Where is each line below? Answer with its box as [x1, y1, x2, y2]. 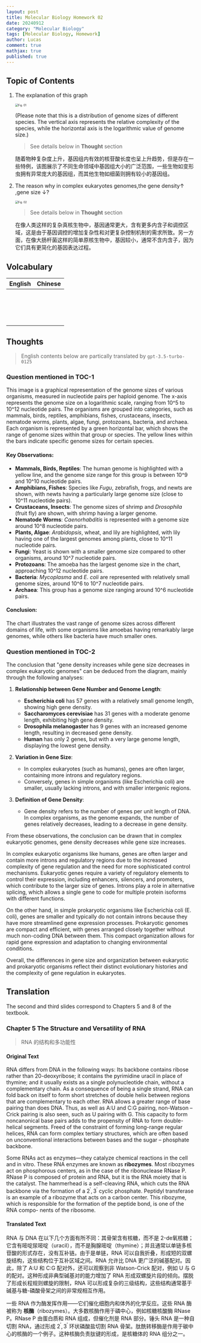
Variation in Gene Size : [14, 754, 73, 761]
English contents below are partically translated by [20, 352, 146, 360]
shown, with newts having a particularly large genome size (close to [14, 490, 183, 497]
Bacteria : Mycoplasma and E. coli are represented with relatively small [14, 573, 190, 580]
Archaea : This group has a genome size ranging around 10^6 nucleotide [14, 586, 194, 593]
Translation [6, 987, 50, 997]
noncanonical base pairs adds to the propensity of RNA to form [6, 1117, 163, 1125]
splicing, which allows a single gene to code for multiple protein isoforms [6, 888, 187, 896]
